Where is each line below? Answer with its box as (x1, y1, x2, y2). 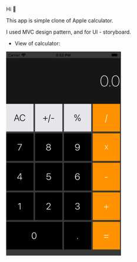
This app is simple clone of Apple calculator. (6, 17, 113, 24)
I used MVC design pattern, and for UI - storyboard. (6, 28, 131, 35)
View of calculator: (14, 40, 61, 47)
